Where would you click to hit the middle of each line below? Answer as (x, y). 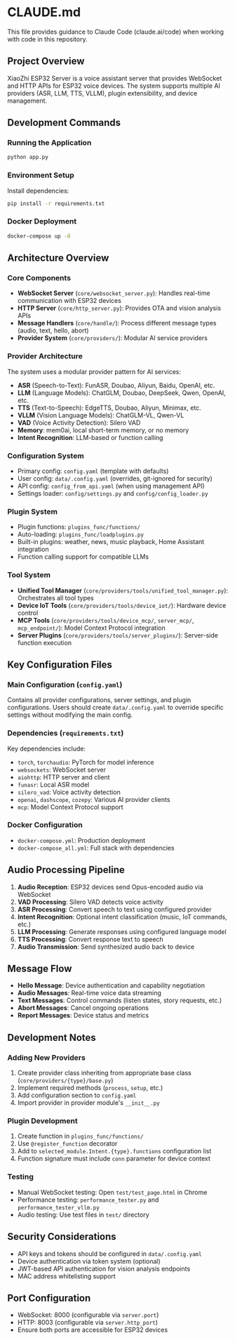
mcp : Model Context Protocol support (70, 807)
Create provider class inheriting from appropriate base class (104, 1073)
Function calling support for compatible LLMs (83, 557)
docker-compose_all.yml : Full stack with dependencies (96, 848)
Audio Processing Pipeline (66, 870)
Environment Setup (41, 175)
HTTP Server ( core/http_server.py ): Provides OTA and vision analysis (119, 308)
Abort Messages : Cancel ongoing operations (83, 1008)
